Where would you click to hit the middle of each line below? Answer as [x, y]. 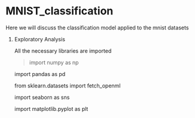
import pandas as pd [40, 74]
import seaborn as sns [42, 97]
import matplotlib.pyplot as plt [51, 108]
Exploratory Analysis [39, 39]
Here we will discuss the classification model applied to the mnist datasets [97, 28]
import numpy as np [54, 62]
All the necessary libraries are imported [63, 51]
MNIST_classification [60, 11]
